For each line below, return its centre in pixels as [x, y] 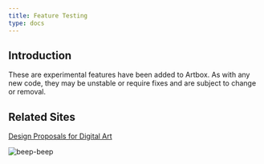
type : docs [26, 23]
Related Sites [42, 117]
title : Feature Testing [48, 16]
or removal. [27, 92]
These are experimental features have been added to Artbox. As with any [129, 75]
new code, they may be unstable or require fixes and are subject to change [132, 83]
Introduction [40, 56]
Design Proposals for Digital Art [60, 136]
